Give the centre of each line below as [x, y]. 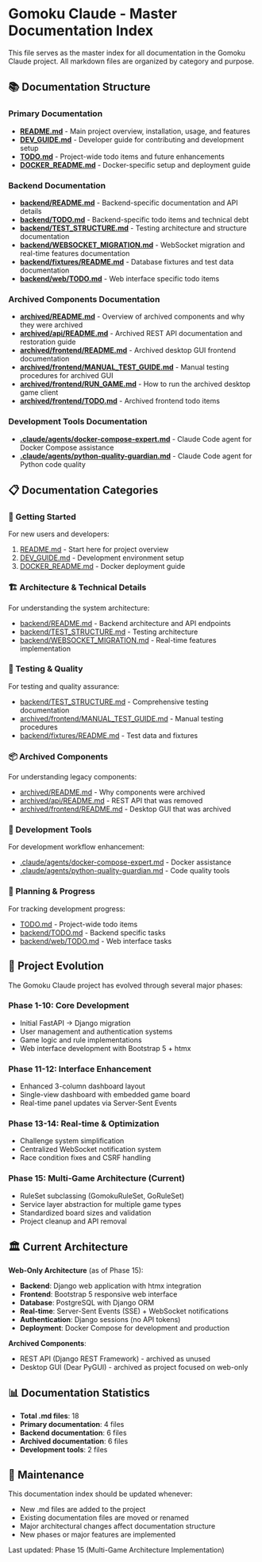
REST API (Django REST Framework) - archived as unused [115, 1359]
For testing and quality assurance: [64, 686]
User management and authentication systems [96, 1031]
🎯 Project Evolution [56, 966]
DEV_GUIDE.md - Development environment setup [102, 558]
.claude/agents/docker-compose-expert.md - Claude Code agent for [136, 439]
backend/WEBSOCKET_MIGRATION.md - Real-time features [118, 640]
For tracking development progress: [67, 909]
